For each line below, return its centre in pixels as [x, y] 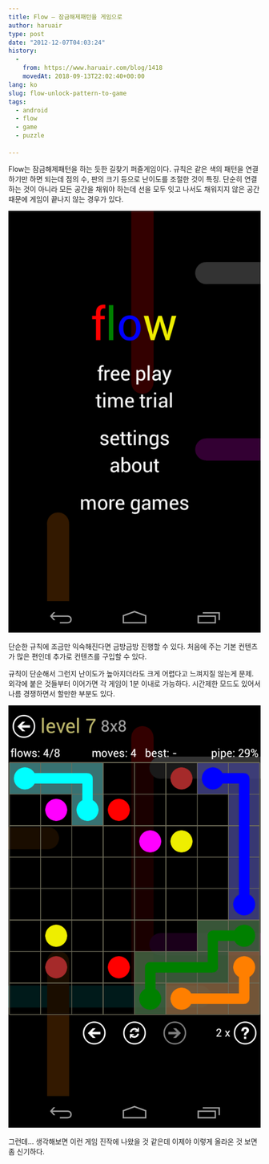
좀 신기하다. [27, 1151]
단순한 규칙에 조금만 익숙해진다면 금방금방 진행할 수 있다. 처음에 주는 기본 [122, 647]
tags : [17, 102]
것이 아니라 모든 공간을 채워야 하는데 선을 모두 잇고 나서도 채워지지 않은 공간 [141, 189]
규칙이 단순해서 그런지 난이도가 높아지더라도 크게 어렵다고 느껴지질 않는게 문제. [131, 674]
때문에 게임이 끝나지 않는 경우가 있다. [66, 199]
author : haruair [35, 25]
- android [32, 110]
